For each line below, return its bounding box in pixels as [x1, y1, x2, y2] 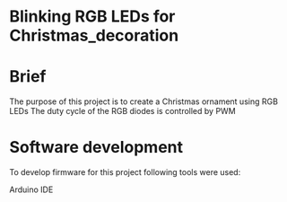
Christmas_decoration [9, 25, 179, 46]
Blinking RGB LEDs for [9, 6, 176, 27]
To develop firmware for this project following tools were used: [9, 167, 241, 178]
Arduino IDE [9, 184, 54, 195]
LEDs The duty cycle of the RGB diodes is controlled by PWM [9, 106, 236, 117]
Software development [9, 137, 184, 158]
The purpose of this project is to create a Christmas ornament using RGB [9, 96, 278, 107]
